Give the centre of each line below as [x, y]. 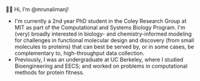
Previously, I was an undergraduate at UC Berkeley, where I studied [99, 60]
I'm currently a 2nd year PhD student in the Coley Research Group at [100, 21]
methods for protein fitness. [49, 72]
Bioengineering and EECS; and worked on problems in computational [101, 66]
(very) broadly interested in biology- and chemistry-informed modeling [103, 34]
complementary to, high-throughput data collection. [79, 53]
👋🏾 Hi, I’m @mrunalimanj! [37, 9]
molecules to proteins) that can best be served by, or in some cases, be [104, 47]
